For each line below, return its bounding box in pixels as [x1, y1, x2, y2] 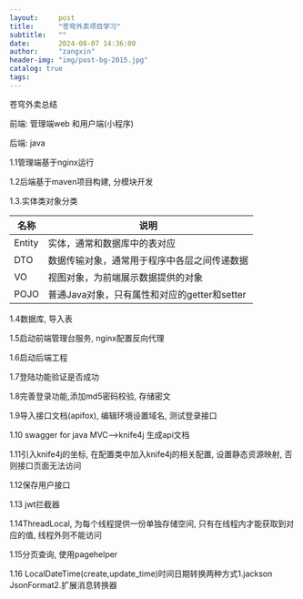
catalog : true [9, 65, 64, 74]
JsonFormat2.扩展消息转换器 [9, 579, 117, 590]
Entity [14, 236, 39, 249]
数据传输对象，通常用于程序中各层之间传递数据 [47, 254, 248, 267]
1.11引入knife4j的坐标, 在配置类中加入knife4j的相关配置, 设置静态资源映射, [9, 448, 283, 460]
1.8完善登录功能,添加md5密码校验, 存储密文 [9, 391, 171, 401]
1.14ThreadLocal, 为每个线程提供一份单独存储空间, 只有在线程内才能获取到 [9, 518, 287, 529]
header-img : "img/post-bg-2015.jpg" [9, 56, 148, 65]
